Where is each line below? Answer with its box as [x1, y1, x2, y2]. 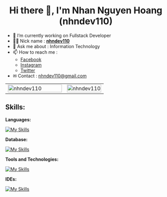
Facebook [20, 56, 42, 62]
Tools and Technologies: [5, 156, 59, 162]
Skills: [5, 103, 26, 112]
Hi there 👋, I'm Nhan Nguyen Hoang [9, 5, 162, 16]
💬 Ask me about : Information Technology [12, 43, 101, 49]
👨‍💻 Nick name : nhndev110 [12, 38, 70, 44]
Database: [5, 136, 28, 142]
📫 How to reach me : [12, 49, 58, 55]
